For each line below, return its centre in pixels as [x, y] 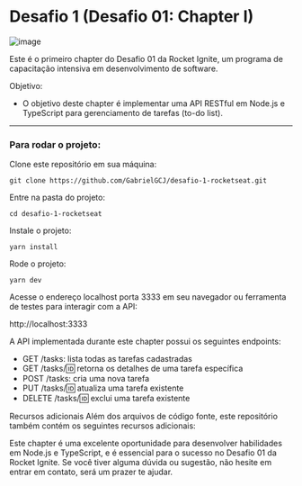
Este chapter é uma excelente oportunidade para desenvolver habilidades [146, 444]
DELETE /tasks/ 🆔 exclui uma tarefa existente [106, 399]
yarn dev [26, 281]
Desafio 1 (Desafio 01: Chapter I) [132, 17]
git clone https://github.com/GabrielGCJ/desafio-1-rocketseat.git [138, 181]
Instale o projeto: [40, 230]
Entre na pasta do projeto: [58, 198]
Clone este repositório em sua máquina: [83, 165]
